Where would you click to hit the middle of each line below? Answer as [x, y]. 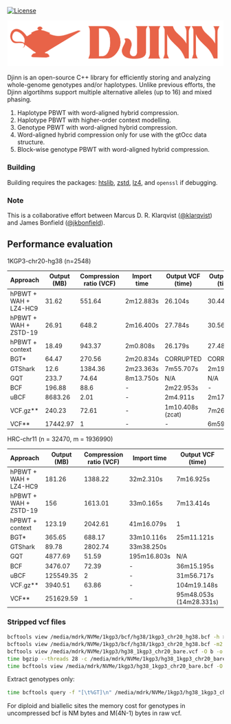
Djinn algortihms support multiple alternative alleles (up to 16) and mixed [109, 92]
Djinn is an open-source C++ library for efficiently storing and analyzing [109, 78]
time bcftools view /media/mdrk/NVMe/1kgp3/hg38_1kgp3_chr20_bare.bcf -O [115, 666]
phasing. [20, 99]
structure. [31, 142]
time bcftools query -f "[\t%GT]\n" [59, 693]
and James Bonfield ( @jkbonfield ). [56, 222]
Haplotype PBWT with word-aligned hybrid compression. [98, 113]
